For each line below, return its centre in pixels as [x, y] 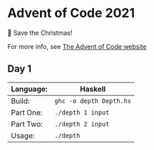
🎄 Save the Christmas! [40, 33]
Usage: [23, 135]
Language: [29, 89]
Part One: [27, 112]
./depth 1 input [82, 112]
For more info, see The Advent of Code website [77, 46]
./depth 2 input [82, 124]
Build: [20, 101]
